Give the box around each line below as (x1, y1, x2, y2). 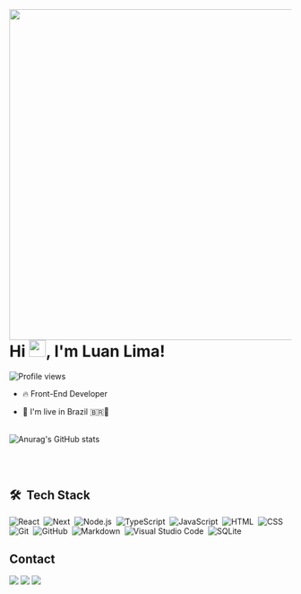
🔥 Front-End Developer (21, 388, 108, 398)
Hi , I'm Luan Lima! (9, 341, 166, 362)
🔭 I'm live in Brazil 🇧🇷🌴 (21, 406, 109, 416)
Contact (9, 551, 56, 566)
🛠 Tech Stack (9, 488, 91, 503)
